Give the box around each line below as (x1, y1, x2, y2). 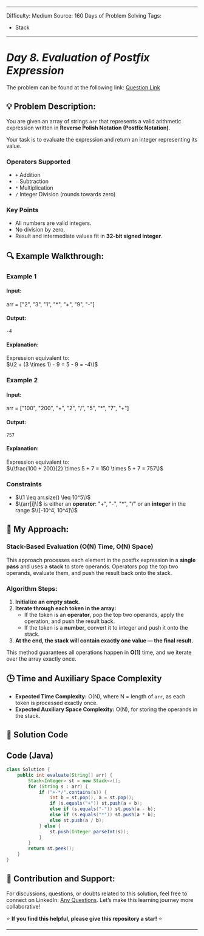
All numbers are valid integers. (15, 219, 92, 227)
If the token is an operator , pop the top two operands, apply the (24, 611, 184, 619)
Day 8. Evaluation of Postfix (6, 51, 150, 64)
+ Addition (15, 171, 41, 179)
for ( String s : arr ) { (28, 783, 88, 790)
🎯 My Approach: (6, 524, 69, 535)
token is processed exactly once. (15, 699, 98, 706)
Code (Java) (6, 750, 53, 760)
